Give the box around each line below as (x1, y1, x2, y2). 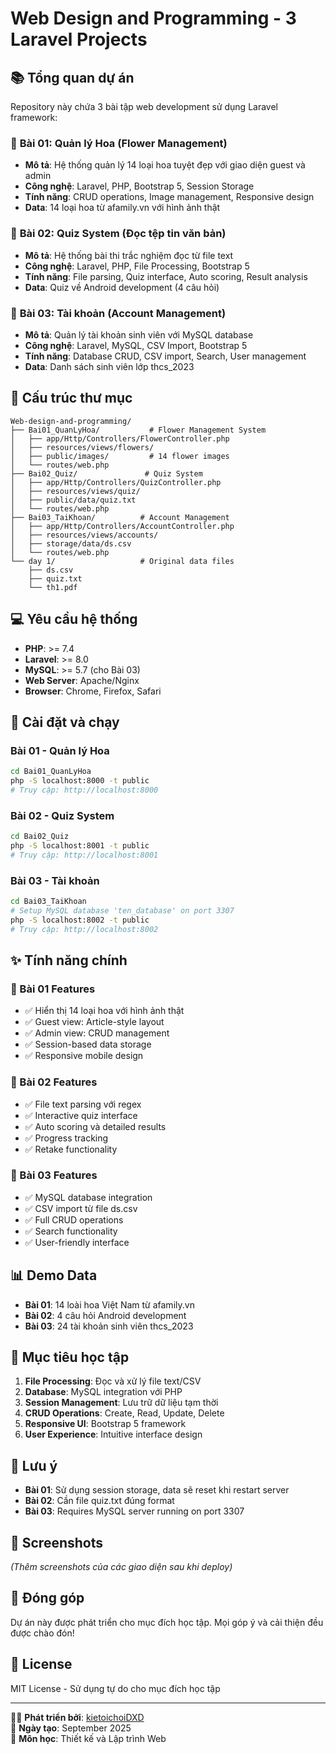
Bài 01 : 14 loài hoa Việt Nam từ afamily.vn (24, 1298, 195, 1311)
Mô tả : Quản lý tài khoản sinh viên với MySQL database (24, 328, 254, 341)
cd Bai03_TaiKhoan (10, 897, 87, 907)
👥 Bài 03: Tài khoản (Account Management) (10, 306, 227, 320)
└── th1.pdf (28, 582, 78, 592)
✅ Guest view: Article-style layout (24, 1016, 165, 1028)
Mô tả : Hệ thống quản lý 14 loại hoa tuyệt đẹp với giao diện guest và (24, 159, 306, 171)
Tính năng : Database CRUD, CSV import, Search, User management (24, 350, 307, 362)
